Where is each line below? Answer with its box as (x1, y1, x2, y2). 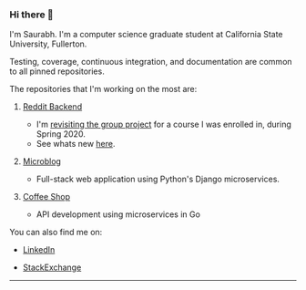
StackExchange (22, 262, 82, 273)
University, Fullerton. (9, 38, 87, 49)
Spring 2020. (36, 129, 87, 140)
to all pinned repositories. (9, 66, 105, 77)
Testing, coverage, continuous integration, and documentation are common (9, 57, 293, 67)
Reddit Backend (22, 101, 83, 112)
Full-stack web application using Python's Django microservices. (36, 173, 280, 185)
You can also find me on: (9, 227, 103, 238)
